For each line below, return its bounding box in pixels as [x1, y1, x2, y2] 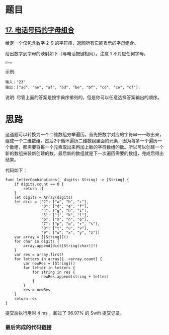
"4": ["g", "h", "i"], [41, 208, 89, 213]
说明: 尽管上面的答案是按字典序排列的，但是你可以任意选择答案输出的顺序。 [5, 95, 162, 100]
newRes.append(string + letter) [41, 274, 109, 279]
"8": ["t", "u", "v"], [41, 225, 89, 231]
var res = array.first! [14, 252, 64, 257]
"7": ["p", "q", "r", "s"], [41, 221, 100, 226]
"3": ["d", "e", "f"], [41, 204, 89, 209]
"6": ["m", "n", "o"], [41, 217, 89, 222]
